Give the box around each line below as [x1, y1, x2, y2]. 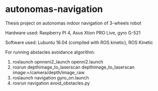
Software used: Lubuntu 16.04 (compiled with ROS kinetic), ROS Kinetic [5, 39, 153, 45]
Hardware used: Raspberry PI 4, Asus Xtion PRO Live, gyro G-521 [5, 29, 141, 35]
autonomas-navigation [5, 3, 103, 15]
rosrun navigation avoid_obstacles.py [12, 80, 90, 86]
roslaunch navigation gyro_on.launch [12, 74, 89, 80]
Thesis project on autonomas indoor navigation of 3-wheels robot [5, 20, 142, 26]
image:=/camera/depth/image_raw [12, 69, 85, 75]
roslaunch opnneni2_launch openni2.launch [12, 58, 104, 64]
